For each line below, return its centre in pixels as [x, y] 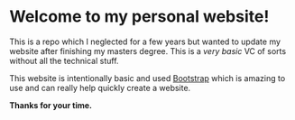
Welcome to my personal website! [139, 17]
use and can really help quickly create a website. [100, 88]
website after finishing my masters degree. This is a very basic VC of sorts [148, 51]
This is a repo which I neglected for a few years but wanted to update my [145, 42]
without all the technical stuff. [64, 60]
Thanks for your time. [51, 105]
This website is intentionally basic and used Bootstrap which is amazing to [147, 78]
